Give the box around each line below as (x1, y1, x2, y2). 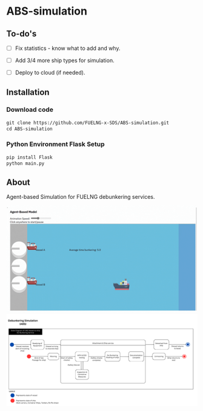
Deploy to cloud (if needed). (15, 69, 85, 77)
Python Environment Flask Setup (6, 140, 105, 148)
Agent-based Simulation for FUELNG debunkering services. (6, 193, 155, 200)
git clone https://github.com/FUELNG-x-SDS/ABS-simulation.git (6, 120, 170, 126)
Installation (6, 87, 50, 97)
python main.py (6, 161, 45, 167)
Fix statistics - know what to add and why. (15, 44, 121, 52)
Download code (6, 105, 53, 114)
